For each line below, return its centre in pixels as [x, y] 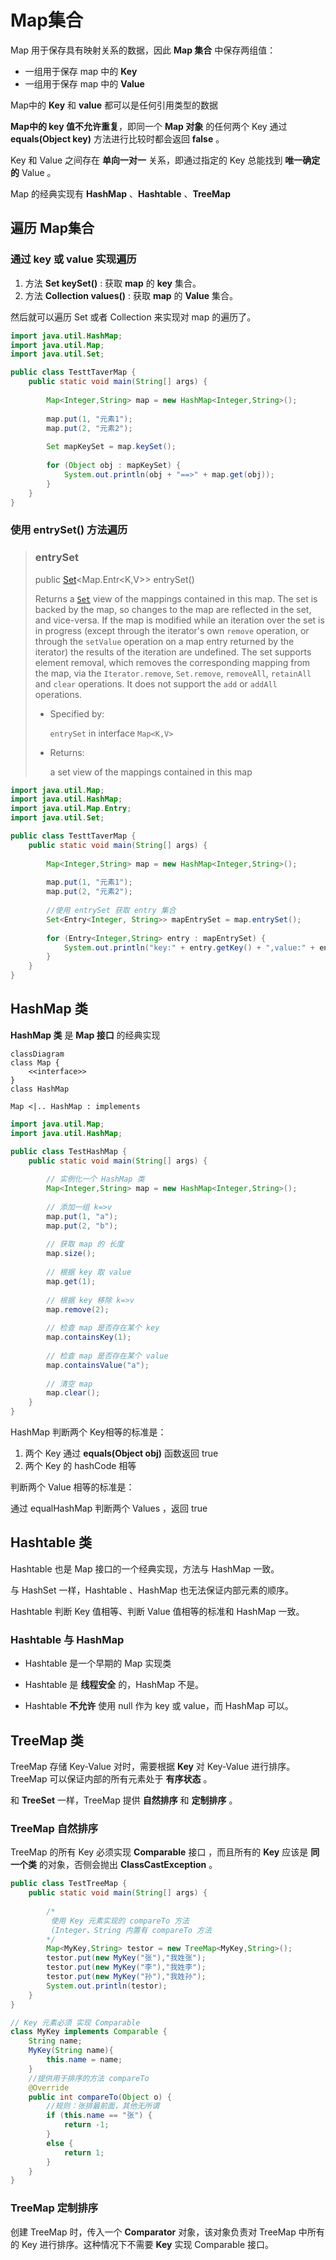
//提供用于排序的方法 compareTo [89, 2078]
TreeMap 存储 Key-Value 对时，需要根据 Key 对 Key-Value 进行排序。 [153, 1766]
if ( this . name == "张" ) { [99, 2116]
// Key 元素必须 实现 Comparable [75, 2022]
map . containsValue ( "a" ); [98, 1365]
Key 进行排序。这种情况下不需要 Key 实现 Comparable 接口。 [147, 2244]
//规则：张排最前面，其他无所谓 [103, 2106]
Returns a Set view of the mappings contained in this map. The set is [176, 598]
